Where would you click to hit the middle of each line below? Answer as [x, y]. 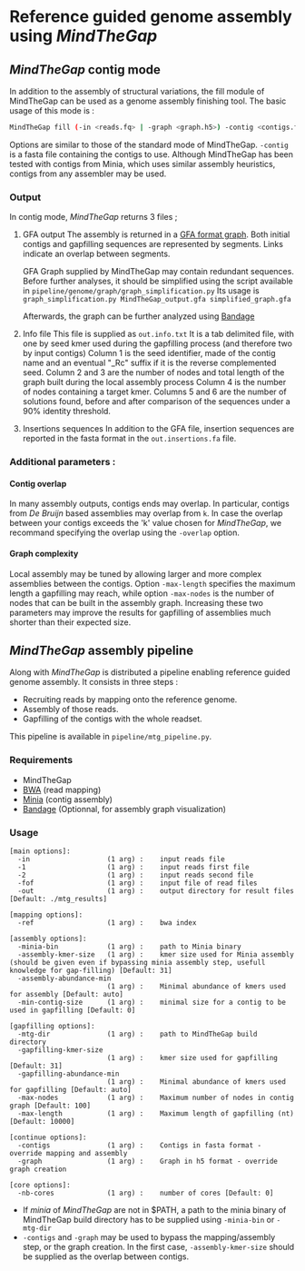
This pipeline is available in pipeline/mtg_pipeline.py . [111, 737]
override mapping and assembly [69, 1153]
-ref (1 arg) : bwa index [107, 923]
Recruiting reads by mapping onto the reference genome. [130, 700]
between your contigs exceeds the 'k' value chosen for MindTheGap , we [146, 523]
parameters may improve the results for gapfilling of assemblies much [140, 612]
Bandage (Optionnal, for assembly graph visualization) [124, 809]
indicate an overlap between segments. [96, 254]
